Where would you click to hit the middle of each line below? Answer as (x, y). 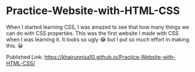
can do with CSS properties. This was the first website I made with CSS (93, 33)
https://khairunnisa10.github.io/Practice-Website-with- (110, 57)
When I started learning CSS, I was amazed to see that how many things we (98, 27)
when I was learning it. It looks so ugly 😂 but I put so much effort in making (98, 39)
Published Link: (25, 57)
